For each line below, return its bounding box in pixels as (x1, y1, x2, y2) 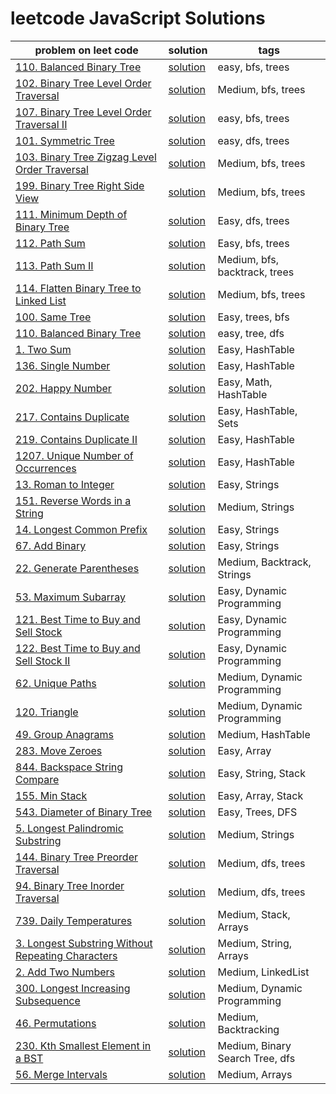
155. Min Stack (15, 788, 88, 802)
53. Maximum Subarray (15, 590, 126, 604)
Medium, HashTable (217, 727, 311, 741)
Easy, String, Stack (217, 766, 306, 780)
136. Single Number (15, 358, 111, 372)
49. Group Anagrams (15, 727, 114, 741)
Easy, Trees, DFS (217, 805, 298, 819)
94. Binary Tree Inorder (15, 878, 125, 892)
